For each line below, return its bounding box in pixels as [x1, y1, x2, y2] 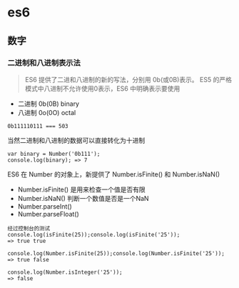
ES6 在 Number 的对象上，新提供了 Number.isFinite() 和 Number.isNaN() [7, 169, 220, 179]
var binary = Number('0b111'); [7, 150, 101, 157]
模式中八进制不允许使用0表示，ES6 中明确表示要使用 [24, 84, 180, 93]
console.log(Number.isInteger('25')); [7, 269, 123, 276]
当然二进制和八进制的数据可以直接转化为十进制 [7, 136, 145, 144]
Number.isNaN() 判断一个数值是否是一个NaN [17, 194, 149, 202]
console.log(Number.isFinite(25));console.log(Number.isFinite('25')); [7, 249, 225, 257]
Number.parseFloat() [17, 209, 80, 218]
